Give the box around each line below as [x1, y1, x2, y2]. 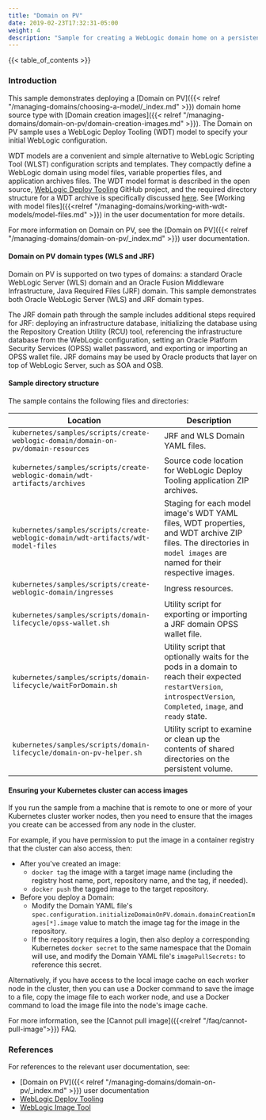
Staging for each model [163, 497, 252, 508]
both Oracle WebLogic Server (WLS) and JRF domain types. [8, 294, 204, 304]
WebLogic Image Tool [19, 1103, 91, 1112]
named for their [163, 556, 222, 568]
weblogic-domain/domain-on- [12, 436, 118, 445]
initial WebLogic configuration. [8, 136, 108, 145]
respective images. [163, 567, 235, 578]
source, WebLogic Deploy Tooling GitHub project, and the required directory [8, 184, 257, 194]
